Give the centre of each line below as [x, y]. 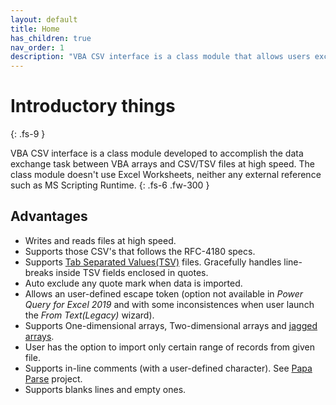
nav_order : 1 [37, 47]
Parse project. [53, 378]
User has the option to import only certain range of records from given [169, 347]
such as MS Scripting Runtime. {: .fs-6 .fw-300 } [110, 185]
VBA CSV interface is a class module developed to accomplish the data [157, 153]
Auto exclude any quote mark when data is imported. [133, 283]
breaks [39, 272]
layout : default [44, 19]
